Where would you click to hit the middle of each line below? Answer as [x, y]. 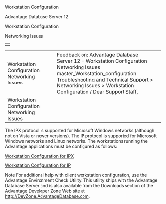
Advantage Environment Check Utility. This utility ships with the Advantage [81, 180]
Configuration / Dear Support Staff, [97, 92]
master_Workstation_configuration [97, 73]
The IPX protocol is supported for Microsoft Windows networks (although [80, 131]
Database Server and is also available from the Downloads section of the [79, 185]
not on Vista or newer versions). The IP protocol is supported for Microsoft [81, 136]
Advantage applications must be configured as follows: [61, 146]
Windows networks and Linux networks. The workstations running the [77, 141]
